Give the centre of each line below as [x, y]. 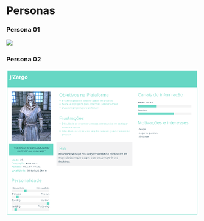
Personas [31, 11]
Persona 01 [23, 30]
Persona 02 [24, 60]
